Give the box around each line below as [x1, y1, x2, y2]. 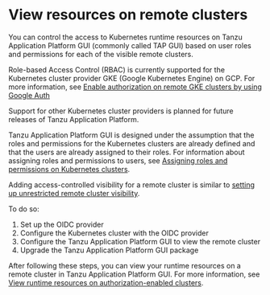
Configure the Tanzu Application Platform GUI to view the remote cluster [19, 236, 260, 246]
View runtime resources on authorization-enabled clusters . [8, 277, 204, 287]
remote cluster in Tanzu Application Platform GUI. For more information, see [8, 269, 260, 279]
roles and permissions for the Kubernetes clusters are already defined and [8, 138, 255, 148]
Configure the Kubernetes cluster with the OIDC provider [19, 227, 210, 238]
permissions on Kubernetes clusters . [8, 164, 131, 174]
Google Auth [8, 90, 51, 100]
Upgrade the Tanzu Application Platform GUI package [19, 245, 199, 255]
